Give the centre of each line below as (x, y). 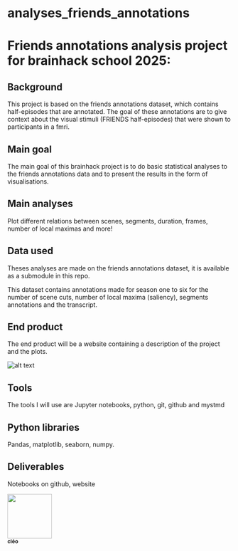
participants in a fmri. (38, 127)
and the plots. (27, 352)
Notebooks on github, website (52, 484)
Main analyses (40, 204)
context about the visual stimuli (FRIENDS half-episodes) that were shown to (119, 120)
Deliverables (36, 467)
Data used (30, 251)
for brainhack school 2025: (89, 61)
